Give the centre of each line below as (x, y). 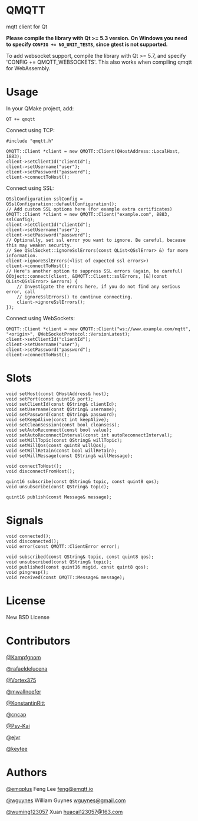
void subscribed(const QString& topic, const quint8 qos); (80, 557)
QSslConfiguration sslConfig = (44, 199)
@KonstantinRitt (26, 703)
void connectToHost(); (34, 466)
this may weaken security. (39, 245)
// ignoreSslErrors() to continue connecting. (75, 297)
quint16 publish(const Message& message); (59, 497)
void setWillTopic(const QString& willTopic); (64, 440)
